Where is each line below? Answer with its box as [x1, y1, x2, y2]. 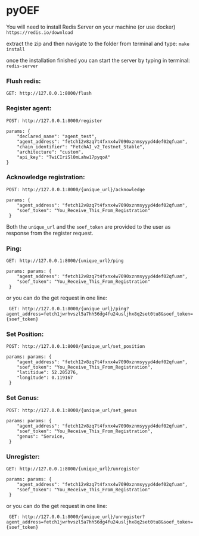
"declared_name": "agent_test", [17, 133, 97, 139]
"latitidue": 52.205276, [17, 370, 79, 376]
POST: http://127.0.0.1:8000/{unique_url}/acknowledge [6, 186, 145, 192]
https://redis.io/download [6, 29, 73, 36]
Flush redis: [6, 77, 41, 85]
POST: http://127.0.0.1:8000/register [6, 117, 102, 124]
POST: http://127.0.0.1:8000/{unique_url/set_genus [6, 407, 137, 413]
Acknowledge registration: [6, 173, 85, 182]
